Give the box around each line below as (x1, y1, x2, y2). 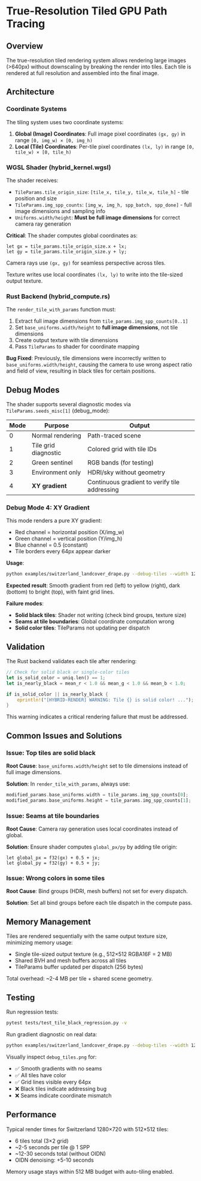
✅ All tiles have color (14, 1071, 66, 1078)
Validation (6, 642, 45, 652)
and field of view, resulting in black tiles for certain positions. (6, 367, 156, 374)
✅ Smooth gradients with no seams (14, 1065, 102, 1072)
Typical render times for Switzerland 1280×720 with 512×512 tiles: (6, 1125, 169, 1132)
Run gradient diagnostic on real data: (6, 1030, 98, 1038)
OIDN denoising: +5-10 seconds (14, 1156, 94, 1164)
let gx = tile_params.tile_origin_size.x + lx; (6, 243, 127, 250)
